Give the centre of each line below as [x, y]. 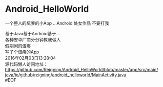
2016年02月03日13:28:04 [31, 58]
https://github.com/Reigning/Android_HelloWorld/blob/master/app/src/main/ [82, 69]
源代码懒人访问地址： [26, 64]
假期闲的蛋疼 [18, 45]
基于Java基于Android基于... [32, 33]
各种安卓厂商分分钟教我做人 [33, 40]
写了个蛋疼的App [22, 52]
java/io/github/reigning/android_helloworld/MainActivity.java [66, 75]
